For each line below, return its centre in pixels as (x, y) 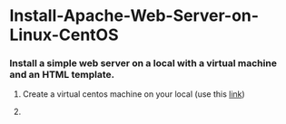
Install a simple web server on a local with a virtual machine (143, 63)
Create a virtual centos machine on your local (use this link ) (133, 94)
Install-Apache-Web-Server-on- (134, 16)
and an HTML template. (62, 75)
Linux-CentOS (64, 35)
